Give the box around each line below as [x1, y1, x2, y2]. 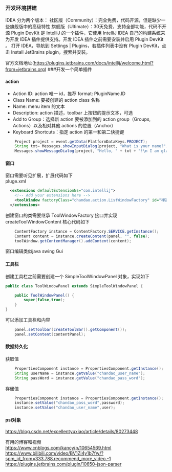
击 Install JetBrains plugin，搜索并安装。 [5, 49, 91, 55]
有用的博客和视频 [5, 439, 41, 445]
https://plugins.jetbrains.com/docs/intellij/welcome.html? [34, 60, 154, 66]
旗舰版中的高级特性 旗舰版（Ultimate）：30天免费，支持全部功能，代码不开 [9, 24, 167, 30]
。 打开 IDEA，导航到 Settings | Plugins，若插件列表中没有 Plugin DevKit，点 [5, 42, 166, 49]
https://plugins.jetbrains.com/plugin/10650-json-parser [5, 461, 122, 467]
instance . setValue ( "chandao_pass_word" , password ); [14, 400, 125, 406]
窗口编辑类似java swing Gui [5, 248, 63, 254]
